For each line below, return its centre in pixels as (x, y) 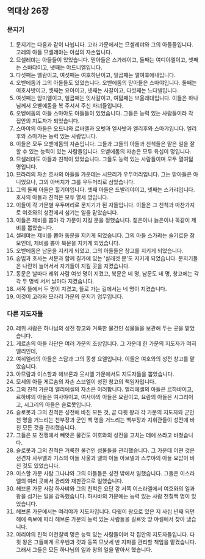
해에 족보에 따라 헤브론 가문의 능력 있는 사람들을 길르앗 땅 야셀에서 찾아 (100, 519)
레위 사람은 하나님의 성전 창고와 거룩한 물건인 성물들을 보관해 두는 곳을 (99, 328)
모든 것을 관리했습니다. (49, 427)
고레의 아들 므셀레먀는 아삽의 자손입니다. (64, 52)
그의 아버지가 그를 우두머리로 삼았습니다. (87, 181)
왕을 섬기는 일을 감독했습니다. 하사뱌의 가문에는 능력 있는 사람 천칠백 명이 (103, 496)
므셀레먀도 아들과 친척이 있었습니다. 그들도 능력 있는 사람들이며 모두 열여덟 (105, 159)
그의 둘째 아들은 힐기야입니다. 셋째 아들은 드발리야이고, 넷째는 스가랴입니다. (105, 189)
